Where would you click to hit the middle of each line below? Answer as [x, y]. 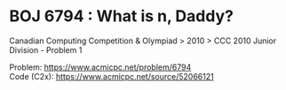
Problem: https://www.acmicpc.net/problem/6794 [100, 67]
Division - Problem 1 [46, 49]
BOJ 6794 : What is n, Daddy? [121, 16]
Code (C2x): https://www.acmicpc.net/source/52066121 [112, 76]
